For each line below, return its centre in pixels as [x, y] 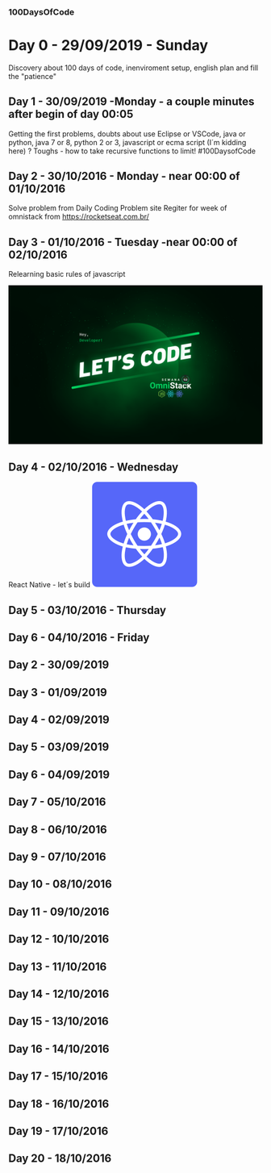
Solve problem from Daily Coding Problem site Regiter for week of [118, 208]
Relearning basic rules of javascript [67, 274]
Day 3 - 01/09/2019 [58, 692]
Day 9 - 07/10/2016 [57, 857]
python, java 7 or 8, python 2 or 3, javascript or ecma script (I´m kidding [127, 142]
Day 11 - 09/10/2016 [59, 911]
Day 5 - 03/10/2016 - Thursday [88, 610]
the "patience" [32, 76]
